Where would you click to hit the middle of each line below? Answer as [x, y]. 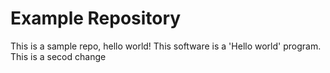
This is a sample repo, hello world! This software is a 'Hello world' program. [166, 46]
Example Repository [96, 18]
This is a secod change [58, 56]
